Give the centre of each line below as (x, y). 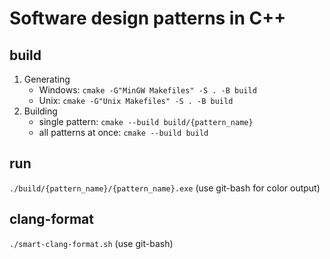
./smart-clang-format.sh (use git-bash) (91, 243)
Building (40, 111)
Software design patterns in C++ (148, 18)
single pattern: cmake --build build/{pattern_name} (146, 121)
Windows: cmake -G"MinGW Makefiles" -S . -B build (147, 90)
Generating (47, 79)
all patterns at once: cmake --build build (123, 132)
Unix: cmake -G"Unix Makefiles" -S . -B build (136, 100)
